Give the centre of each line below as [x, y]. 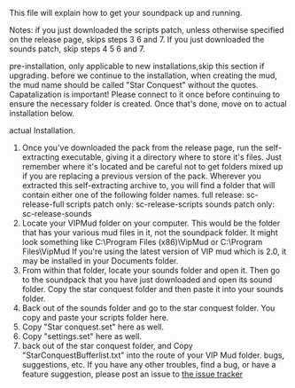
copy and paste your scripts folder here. [95, 317]
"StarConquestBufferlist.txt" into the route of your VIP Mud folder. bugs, [153, 355]
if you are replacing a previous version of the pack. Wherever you [141, 176]
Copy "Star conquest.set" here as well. [93, 327]
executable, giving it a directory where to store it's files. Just [171, 157]
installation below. [42, 113]
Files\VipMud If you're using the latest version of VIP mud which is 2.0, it [154, 251]
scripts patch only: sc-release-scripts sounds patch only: [171, 204]
